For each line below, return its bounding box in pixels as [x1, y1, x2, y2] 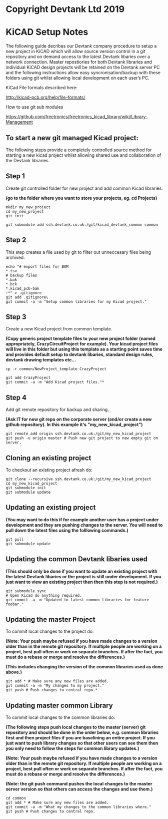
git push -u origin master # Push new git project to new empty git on [5, 436, 158, 441]
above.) [5, 669, 22, 675]
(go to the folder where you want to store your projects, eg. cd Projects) [5, 195, 157, 201]
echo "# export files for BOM [5, 264, 69, 269]
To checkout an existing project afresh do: [5, 467, 93, 473]
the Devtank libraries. [5, 157, 50, 163]
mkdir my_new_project [5, 204, 51, 210]
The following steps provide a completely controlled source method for [5, 147, 152, 153]
